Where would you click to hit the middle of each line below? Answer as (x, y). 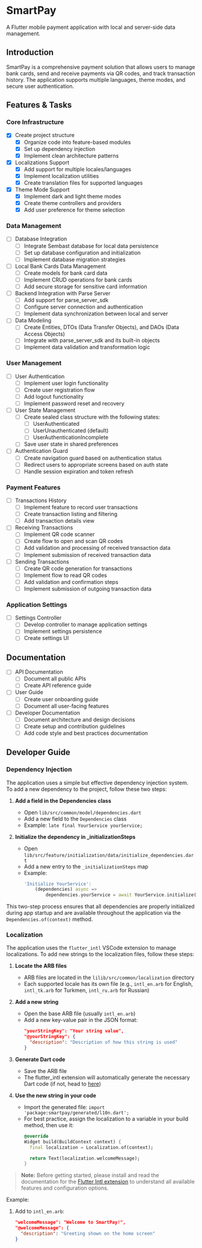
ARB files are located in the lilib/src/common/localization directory (109, 977)
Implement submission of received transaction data (87, 555)
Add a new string (37, 1002)
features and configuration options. (65, 1188)
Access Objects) (44, 334)
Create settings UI (46, 638)
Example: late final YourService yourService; (83, 825)
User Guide (29, 692)
